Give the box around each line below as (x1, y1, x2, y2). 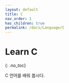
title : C (5, 12, 23, 17)
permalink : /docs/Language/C (5, 25, 65, 30)
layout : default (5, 7, 38, 12)
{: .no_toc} (5, 62, 26, 68)
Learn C (5, 46, 38, 58)
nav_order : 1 (5, 16, 32, 21)
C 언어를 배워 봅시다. (5, 73, 45, 79)
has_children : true (5, 21, 45, 26)
